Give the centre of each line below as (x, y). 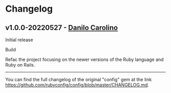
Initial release (19, 40)
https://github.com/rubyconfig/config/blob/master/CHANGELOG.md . (77, 85)
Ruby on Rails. (20, 65)
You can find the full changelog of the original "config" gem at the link (78, 80)
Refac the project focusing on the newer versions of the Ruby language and (84, 59)
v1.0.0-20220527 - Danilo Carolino (62, 28)
